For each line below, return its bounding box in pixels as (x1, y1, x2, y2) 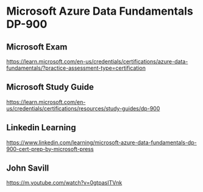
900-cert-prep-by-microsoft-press (6, 145, 94, 152)
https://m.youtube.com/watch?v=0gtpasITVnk (6, 179, 123, 186)
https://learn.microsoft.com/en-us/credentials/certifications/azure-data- (6, 58, 188, 65)
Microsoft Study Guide (6, 82, 94, 92)
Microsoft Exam (6, 42, 68, 52)
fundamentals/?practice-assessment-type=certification (6, 64, 146, 72)
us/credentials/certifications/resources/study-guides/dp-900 (6, 105, 160, 112)
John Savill (6, 163, 49, 174)
